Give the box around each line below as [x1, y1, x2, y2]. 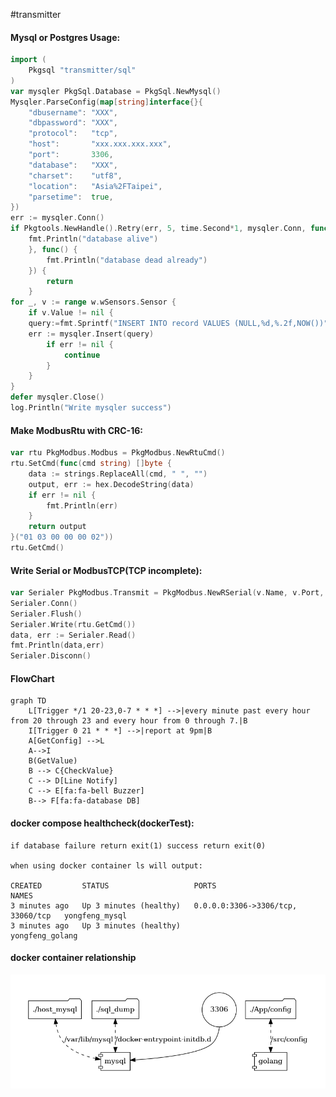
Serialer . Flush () [10, 609, 83, 619]
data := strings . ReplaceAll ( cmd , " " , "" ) [28, 469, 208, 479]
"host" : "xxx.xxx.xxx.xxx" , [28, 139, 172, 149]
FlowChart [10, 672, 55, 684]
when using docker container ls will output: [10, 860, 203, 871]
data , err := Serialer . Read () [10, 630, 137, 640]
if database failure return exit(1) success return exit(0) [10, 840, 267, 851]
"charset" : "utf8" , [28, 170, 123, 181]
